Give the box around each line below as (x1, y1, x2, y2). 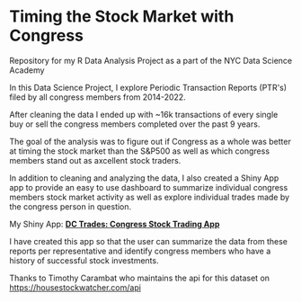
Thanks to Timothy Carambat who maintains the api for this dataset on (9, 272, 270, 283)
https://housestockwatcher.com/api (9, 281, 142, 293)
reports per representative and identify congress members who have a (9, 245, 271, 256)
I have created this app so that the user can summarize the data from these (9, 235, 288, 246)
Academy (9, 65, 45, 75)
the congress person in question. (9, 200, 132, 212)
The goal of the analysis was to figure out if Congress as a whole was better (9, 136, 292, 147)
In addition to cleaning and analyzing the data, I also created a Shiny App (9, 173, 279, 183)
